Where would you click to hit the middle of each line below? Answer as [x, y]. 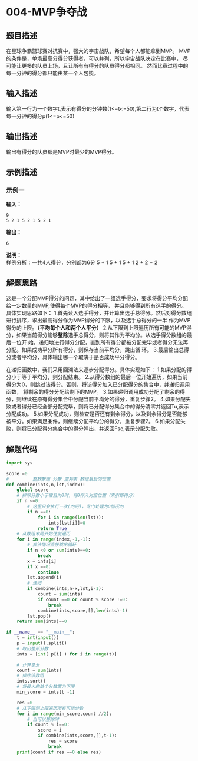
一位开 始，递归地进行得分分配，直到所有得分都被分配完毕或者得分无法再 [100, 342]
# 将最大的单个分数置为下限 [46, 687]
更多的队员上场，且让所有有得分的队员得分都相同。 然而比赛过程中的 [105, 66]
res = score [63, 741]
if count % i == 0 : [48, 725]
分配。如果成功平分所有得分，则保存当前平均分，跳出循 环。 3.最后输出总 [95, 350]
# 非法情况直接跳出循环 [52, 545]
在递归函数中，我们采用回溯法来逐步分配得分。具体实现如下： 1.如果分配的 [96, 370]
